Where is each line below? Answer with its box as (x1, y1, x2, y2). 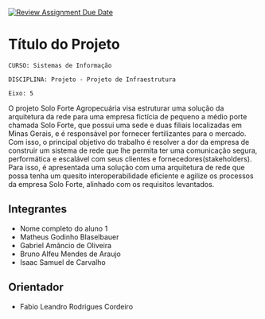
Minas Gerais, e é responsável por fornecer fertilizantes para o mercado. (8, 128, 247, 138)
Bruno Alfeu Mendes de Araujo (19, 249, 121, 259)
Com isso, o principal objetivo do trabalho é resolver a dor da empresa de (8, 137, 250, 146)
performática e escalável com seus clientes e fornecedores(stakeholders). (8, 154, 252, 163)
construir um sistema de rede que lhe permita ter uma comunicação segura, (8, 146, 258, 155)
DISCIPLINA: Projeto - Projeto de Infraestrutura (8, 76, 177, 84)
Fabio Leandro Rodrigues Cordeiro (19, 301, 134, 311)
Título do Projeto (8, 36, 121, 53)
